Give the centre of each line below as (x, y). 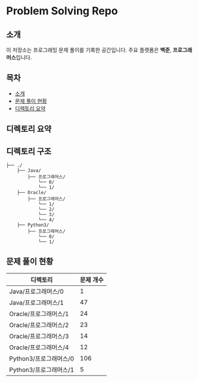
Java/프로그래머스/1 (37, 303)
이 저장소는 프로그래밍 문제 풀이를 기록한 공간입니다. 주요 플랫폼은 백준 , (89, 50)
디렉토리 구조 (29, 151)
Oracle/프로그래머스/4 (39, 347)
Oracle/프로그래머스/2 (39, 325)
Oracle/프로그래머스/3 (39, 336)
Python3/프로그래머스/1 (42, 369)
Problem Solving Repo (62, 11)
